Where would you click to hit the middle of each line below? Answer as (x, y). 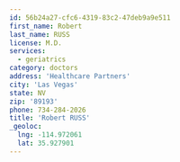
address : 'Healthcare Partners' (70, 76)
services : (28, 51)
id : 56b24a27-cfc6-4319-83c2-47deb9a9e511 (90, 18)
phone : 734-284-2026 (48, 110)
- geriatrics (42, 59)
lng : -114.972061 (50, 135)
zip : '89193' (34, 101)
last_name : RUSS (40, 34)
